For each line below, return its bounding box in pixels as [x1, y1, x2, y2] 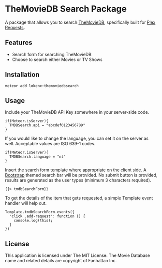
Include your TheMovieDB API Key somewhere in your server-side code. [5, 109, 149, 115]
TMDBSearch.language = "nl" [9, 154, 66, 159]
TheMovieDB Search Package [5, 3, 127, 15]
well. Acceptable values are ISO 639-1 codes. [5, 141, 96, 147]
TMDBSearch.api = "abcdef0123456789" [9, 123, 86, 128]
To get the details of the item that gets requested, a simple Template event [5, 195, 153, 201]
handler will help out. [5, 200, 47, 206]
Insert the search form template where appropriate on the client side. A [5, 167, 147, 173]
